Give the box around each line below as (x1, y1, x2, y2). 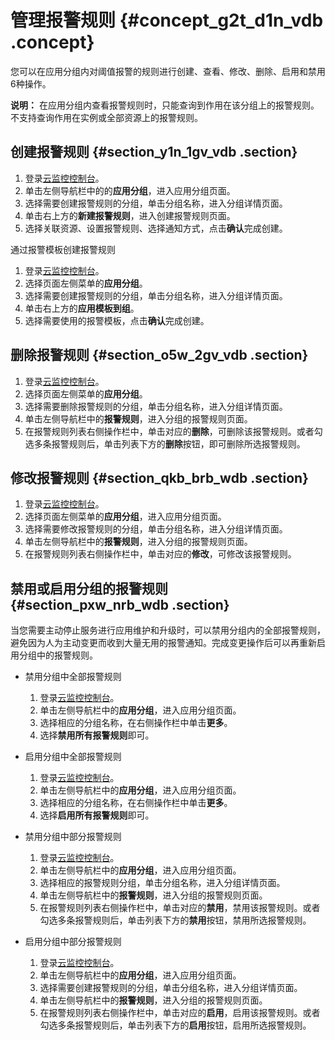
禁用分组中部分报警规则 (24, 831, 122, 843)
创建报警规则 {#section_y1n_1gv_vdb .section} (10, 144, 298, 161)
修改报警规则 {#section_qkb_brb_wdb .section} (10, 469, 309, 486)
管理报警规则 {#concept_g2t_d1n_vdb (10, 9, 324, 32)
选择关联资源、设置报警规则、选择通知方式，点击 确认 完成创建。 (24, 222, 288, 234)
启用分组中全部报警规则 (24, 751, 122, 763)
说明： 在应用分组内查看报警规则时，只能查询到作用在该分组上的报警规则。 (10, 99, 320, 111)
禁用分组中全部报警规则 (24, 671, 122, 683)
